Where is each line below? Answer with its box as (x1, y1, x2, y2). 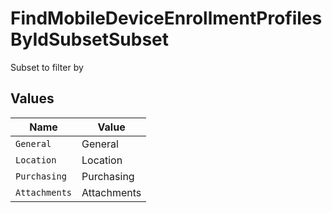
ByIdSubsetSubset (10, 28, 170, 51)
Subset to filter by (10, 61, 84, 73)
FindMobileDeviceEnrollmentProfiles (10, 7, 323, 30)
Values (10, 90, 55, 107)
